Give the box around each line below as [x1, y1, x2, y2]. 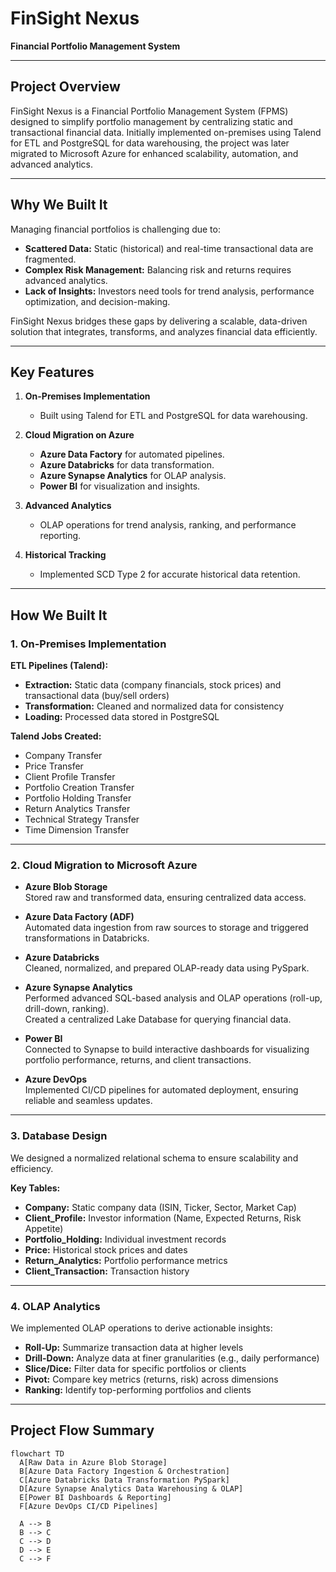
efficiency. [10, 1162, 54, 1174]
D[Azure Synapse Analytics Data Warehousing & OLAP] [19, 1483, 244, 1494]
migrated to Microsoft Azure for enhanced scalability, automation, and [10, 147, 299, 159]
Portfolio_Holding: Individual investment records [24, 1233, 227, 1245]
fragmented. [24, 253, 77, 265]
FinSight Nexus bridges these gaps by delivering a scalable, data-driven [10, 315, 308, 327]
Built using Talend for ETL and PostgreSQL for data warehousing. [39, 410, 308, 422]
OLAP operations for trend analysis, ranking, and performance [39, 519, 297, 531]
